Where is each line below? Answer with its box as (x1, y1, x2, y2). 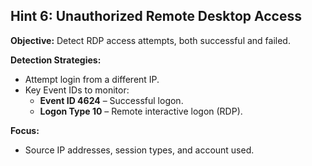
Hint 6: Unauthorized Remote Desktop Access (10, 8, 302, 25)
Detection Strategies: (10, 54, 102, 66)
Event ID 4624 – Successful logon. (39, 94, 184, 106)
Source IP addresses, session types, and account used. (24, 144, 255, 156)
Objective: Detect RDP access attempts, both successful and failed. (10, 34, 291, 46)
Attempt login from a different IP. (24, 73, 160, 85)
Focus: (10, 124, 40, 136)
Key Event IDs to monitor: (24, 84, 130, 96)
